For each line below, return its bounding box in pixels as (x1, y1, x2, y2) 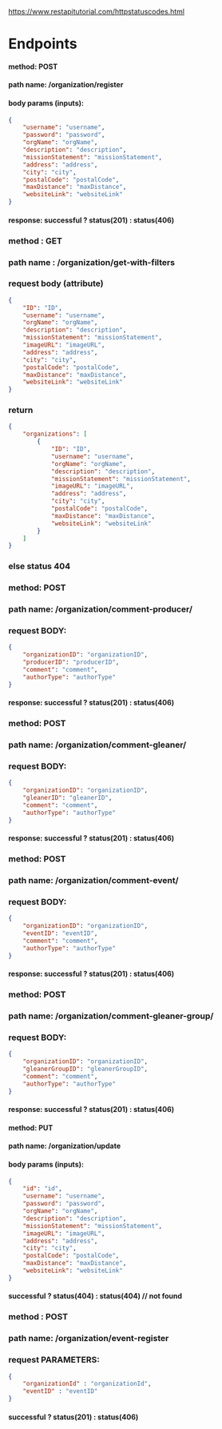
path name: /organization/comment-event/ (8, 875, 179, 886)
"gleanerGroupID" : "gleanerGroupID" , (22, 1065, 149, 1074)
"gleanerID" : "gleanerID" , (22, 794, 113, 802)
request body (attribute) (8, 278, 104, 289)
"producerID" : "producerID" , (22, 658, 120, 667)
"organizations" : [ (22, 430, 88, 439)
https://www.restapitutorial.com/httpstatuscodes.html (8, 7, 185, 16)
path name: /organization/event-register (8, 1333, 169, 1344)
